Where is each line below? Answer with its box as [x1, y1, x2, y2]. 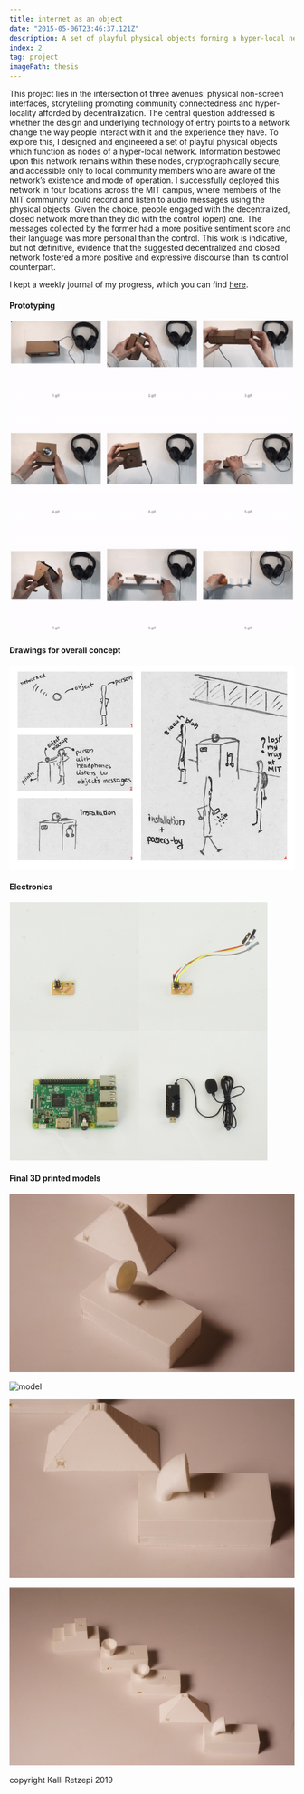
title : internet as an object [9, 14, 124, 24]
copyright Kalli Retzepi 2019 [9, 1774, 113, 1785]
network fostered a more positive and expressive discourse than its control [9, 252, 289, 263]
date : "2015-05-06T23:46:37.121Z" [9, 24, 140, 34]
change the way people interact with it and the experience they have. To [9, 127, 279, 138]
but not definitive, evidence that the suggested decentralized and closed [9, 243, 280, 253]
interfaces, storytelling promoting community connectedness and [9, 98, 253, 109]
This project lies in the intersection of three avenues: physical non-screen [9, 89, 284, 99]
